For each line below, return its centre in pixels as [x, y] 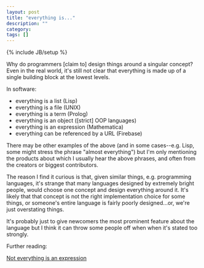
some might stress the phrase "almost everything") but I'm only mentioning [101, 152]
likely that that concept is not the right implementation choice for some [96, 196]
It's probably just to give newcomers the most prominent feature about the [100, 221]
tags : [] [18, 35]
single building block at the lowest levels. [58, 77]
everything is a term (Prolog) [51, 114]
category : [19, 29]
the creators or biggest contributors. [52, 165]
